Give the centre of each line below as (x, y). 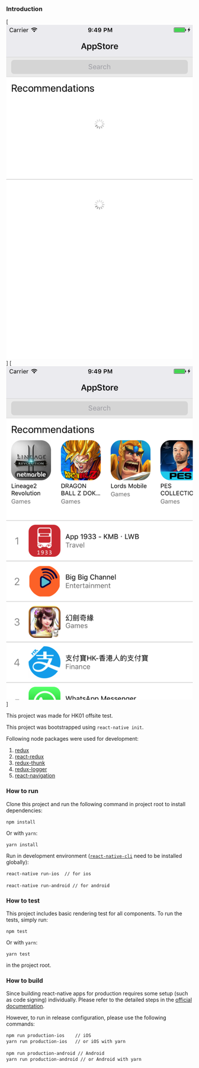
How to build (25, 981)
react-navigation (35, 776)
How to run (22, 791)
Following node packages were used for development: (73, 739)
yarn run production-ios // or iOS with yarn (66, 1042)
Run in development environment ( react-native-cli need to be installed (94, 856)
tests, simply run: (27, 920)
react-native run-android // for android (58, 885)
